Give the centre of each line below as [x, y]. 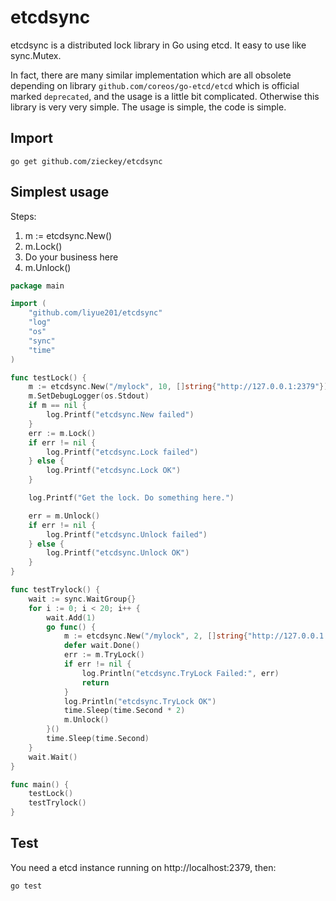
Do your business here [71, 257]
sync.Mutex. [36, 55]
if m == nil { [57, 406]
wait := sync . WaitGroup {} [82, 599]
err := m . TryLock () [104, 655]
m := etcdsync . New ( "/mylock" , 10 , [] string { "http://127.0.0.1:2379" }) [178, 387]
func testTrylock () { [55, 590]
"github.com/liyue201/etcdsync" [95, 313]
